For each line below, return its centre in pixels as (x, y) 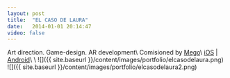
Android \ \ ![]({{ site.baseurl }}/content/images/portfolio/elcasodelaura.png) (115, 60)
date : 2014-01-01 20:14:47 (49, 26)
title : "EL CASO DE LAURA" (48, 20)
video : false (26, 33)
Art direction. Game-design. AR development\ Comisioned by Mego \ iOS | (113, 52)
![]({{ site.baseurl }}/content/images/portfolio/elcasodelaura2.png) (102, 67)
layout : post (26, 13)
